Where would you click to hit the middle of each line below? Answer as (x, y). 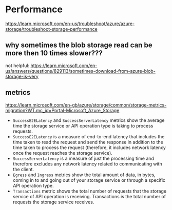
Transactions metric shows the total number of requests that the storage (90, 191)
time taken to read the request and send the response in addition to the (88, 142)
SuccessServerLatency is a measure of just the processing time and (83, 158)
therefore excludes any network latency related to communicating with (88, 164)
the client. (23, 169)
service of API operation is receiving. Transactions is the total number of (89, 196)
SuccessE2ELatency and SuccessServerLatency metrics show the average (89, 120)
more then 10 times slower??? (54, 53)
